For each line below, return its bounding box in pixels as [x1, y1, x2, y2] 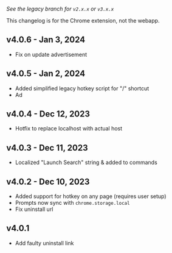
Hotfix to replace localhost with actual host [15, 125, 123, 132]
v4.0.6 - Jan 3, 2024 [6, 35, 86, 45]
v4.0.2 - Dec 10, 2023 [6, 176, 90, 187]
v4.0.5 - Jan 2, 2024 [6, 68, 86, 79]
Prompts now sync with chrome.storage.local [15, 199, 130, 207]
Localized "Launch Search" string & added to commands [15, 159, 158, 166]
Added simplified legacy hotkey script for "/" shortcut [15, 85, 150, 92]
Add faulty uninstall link [15, 239, 74, 246]
